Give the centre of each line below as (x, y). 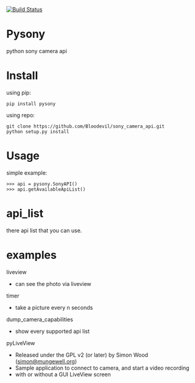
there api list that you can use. (44, 230)
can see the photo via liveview (53, 283)
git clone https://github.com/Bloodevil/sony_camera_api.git (86, 126)
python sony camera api (37, 51)
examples (31, 255)
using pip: (19, 92)
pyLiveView (21, 343)
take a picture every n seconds (54, 307)
